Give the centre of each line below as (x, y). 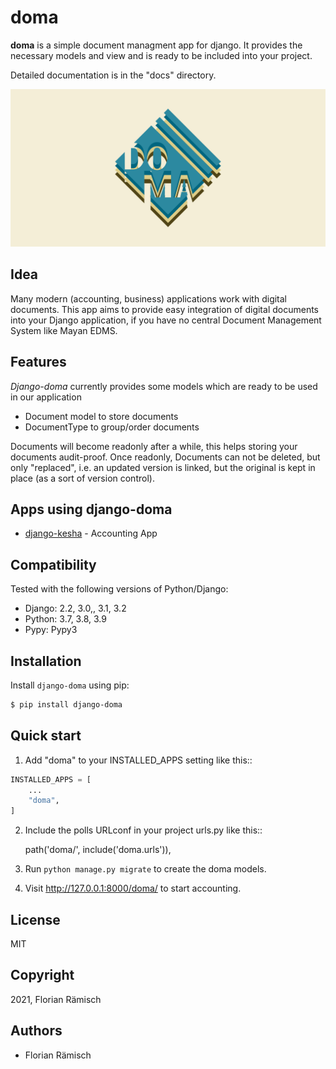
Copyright (42, 975)
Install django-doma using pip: (70, 685)
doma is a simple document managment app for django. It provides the (156, 45)
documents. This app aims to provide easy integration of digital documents (164, 309)
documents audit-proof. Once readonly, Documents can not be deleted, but (165, 457)
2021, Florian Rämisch (56, 999)
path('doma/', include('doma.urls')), (98, 850)
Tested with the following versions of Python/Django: (119, 589)
